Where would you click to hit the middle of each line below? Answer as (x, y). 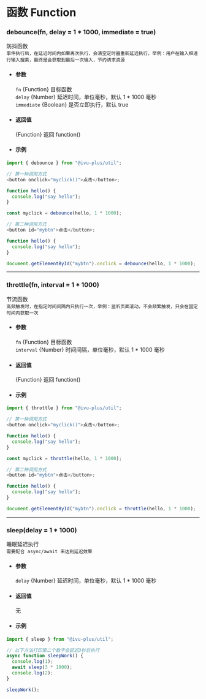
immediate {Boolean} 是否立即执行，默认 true (72, 104)
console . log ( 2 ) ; (32, 673)
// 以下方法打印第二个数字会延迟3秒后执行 (53, 650)
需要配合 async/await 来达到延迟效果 (49, 552)
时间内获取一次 (22, 313)
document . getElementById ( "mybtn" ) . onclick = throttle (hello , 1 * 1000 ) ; (101, 508)
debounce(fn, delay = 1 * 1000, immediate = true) (81, 32)
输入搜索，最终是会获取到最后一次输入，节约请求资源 (68, 60)
